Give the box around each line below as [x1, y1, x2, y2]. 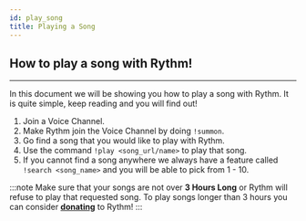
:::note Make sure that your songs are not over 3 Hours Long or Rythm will [9, 182, 289, 193]
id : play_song [9, 13, 64, 23]
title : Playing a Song [9, 22, 96, 31]
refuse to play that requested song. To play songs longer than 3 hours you [9, 192, 288, 203]
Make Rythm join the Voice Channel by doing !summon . [22, 125, 225, 137]
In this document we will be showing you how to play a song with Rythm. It [9, 89, 289, 100]
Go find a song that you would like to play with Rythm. [22, 135, 225, 146]
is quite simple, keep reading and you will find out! [9, 98, 198, 110]
